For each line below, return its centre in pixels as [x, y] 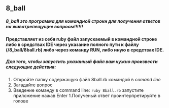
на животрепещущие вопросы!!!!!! [44, 26]
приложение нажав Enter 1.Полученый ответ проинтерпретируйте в [87, 96]
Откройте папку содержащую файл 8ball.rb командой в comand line [87, 80]
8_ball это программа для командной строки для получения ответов [83, 21]
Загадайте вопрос [33, 85]
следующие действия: [31, 67]
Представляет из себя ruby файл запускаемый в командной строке [81, 39]
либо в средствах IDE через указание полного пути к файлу [72, 44]
